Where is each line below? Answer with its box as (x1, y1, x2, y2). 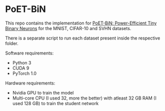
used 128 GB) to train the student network (12, 100, 99, 106)
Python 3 (12, 59, 31, 65)
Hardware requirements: (5, 80, 55, 86)
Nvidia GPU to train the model (12, 89, 74, 95)
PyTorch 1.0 (12, 70, 36, 76)
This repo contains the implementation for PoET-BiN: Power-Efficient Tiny (5, 20, 157, 26)
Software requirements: (5, 50, 54, 56)
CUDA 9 (12, 65, 29, 71)
